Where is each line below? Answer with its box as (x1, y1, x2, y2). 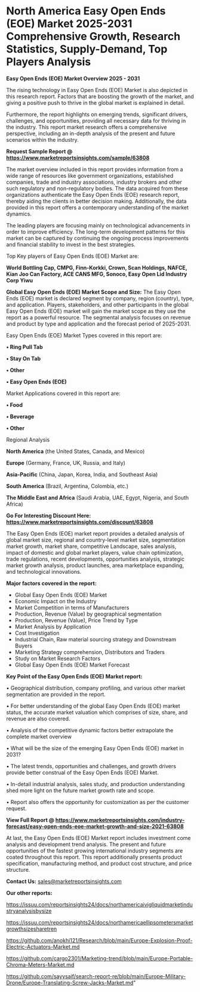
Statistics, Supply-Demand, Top (6, 42, 168, 56)
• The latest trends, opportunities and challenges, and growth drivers (6, 762, 176, 769)
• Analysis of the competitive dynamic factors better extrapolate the (6, 726, 174, 734)
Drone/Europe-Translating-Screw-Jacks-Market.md (6, 979, 134, 986)
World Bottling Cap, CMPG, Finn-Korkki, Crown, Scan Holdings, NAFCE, (6, 264, 187, 271)
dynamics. (6, 210, 32, 217)
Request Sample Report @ (6, 148, 73, 155)
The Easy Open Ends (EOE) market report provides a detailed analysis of (6, 530, 185, 537)
